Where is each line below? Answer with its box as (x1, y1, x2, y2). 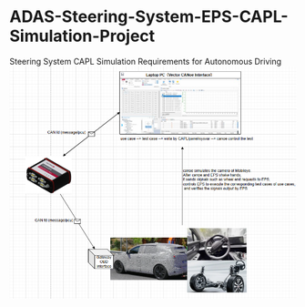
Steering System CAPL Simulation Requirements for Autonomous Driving (9, 56, 282, 67)
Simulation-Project (9, 26, 156, 46)
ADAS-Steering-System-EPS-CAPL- (9, 6, 289, 27)
